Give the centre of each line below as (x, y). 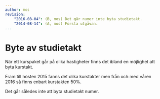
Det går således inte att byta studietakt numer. (52, 92)
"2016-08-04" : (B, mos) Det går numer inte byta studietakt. (78, 19)
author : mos (17, 10)
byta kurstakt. (19, 67)
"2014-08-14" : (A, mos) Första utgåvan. (56, 24)
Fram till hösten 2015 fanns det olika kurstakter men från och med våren (78, 77)
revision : (15, 14)
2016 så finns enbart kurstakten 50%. (43, 82)
